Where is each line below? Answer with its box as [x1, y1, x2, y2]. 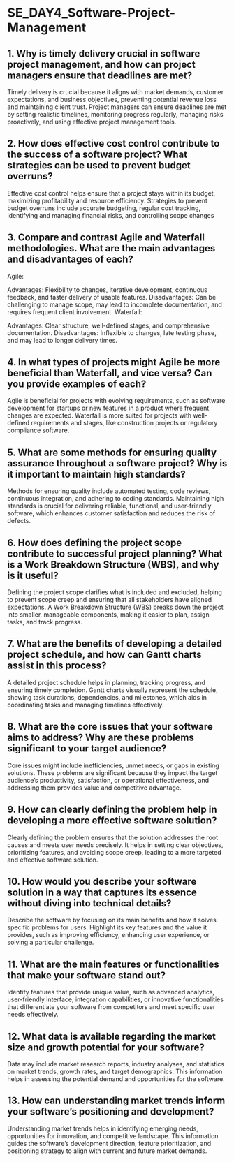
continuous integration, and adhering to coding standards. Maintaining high [7, 494, 224, 503]
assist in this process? [7, 660, 107, 672]
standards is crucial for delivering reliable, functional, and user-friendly [7, 501, 212, 510]
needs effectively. [7, 1010, 59, 1019]
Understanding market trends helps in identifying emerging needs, [7, 1124, 199, 1133]
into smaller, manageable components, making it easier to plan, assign [7, 610, 210, 619]
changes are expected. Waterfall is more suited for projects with [7, 411, 192, 420]
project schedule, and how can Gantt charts [7, 649, 202, 661]
